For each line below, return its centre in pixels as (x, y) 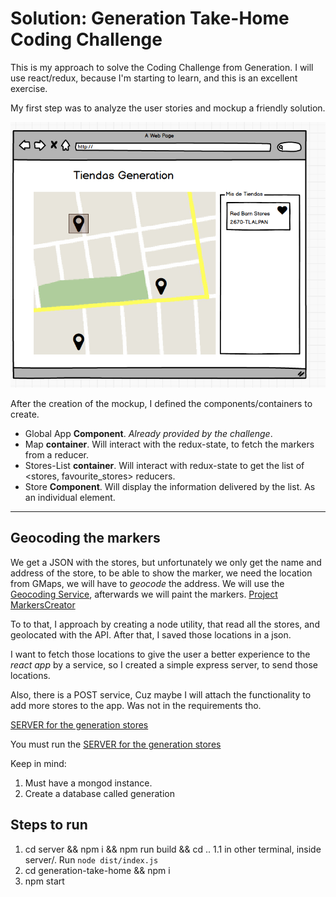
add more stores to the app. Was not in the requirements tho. (136, 705)
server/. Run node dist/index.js (91, 859)
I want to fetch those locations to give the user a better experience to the (160, 654)
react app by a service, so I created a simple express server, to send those (164, 664)
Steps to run (49, 825)
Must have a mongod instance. (88, 783)
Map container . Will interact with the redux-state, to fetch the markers (169, 444)
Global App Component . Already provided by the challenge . (148, 433)
